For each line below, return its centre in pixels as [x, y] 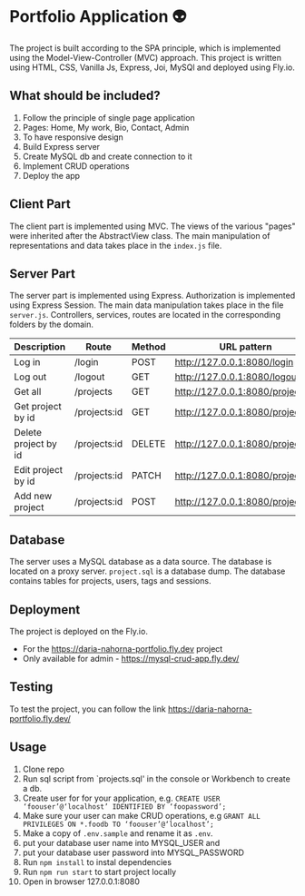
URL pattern [246, 347]
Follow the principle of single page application [108, 117]
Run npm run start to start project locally [99, 871]
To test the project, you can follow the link [88, 709]
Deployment [45, 610]
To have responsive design [73, 137]
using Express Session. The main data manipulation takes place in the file [147, 305]
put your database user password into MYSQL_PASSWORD [133, 852]
